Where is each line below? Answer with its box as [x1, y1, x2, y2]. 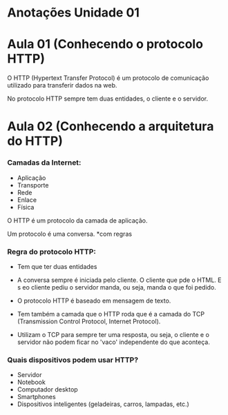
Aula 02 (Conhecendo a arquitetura [7, 119, 214, 134]
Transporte [17, 181, 49, 189]
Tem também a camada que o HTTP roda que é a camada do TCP [17, 310, 205, 318]
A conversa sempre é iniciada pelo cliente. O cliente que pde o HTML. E [17, 276, 222, 284]
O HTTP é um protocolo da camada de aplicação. [7, 216, 148, 225]
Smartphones [17, 393, 57, 401]
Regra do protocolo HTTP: [7, 247, 97, 256]
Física [17, 203, 35, 211]
